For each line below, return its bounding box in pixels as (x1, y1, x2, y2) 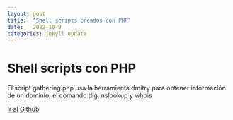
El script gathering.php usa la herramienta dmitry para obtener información (7, 84, 227, 92)
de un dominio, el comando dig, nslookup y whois (7, 91, 152, 100)
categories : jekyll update (7, 30, 87, 37)
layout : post (7, 10, 46, 18)
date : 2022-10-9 (7, 23, 62, 30)
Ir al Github (7, 105, 40, 114)
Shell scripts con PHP (7, 61, 137, 76)
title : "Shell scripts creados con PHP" (7, 17, 132, 24)
